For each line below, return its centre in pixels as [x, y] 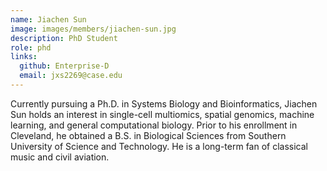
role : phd [31, 47]
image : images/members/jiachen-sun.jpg [93, 29]
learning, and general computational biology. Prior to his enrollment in [154, 125]
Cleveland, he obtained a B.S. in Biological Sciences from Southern [148, 135]
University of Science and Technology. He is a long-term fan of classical [159, 146]
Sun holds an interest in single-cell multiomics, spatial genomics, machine [162, 114]
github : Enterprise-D [64, 66]
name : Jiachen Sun [48, 19]
